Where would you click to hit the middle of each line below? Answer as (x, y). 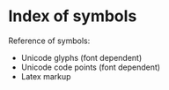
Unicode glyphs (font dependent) (81, 57)
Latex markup (46, 76)
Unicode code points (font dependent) (90, 67)
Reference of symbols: (49, 41)
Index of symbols (73, 16)
